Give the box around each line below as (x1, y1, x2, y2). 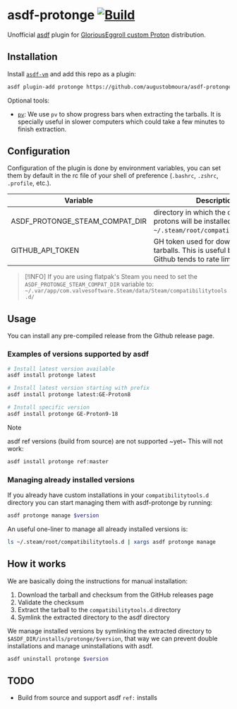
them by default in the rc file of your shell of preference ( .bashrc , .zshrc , (7, 172, 219, 180)
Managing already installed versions (7, 475, 135, 484)
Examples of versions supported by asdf (7, 350, 150, 359)
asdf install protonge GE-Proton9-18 (7, 410, 119, 417)
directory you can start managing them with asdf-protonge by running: (7, 498, 213, 506)
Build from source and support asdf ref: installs (17, 693, 157, 702)
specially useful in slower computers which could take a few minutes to (17, 117, 225, 126)
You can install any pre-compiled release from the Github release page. (7, 332, 215, 340)
